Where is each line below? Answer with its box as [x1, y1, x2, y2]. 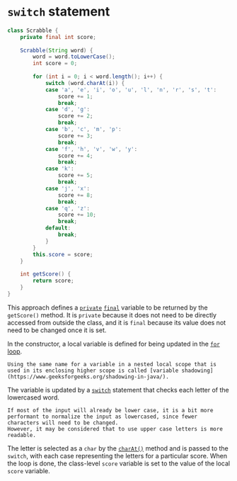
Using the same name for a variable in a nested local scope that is [7, 361, 217, 368]
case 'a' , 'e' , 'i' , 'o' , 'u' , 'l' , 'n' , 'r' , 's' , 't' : [45, 86, 217, 94]
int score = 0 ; [33, 60, 78, 67]
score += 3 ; [57, 132, 93, 140]
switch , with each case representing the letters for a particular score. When [7, 451, 228, 460]
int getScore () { [20, 271, 71, 278]
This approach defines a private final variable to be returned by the [7, 303, 208, 312]
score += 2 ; [57, 113, 93, 120]
